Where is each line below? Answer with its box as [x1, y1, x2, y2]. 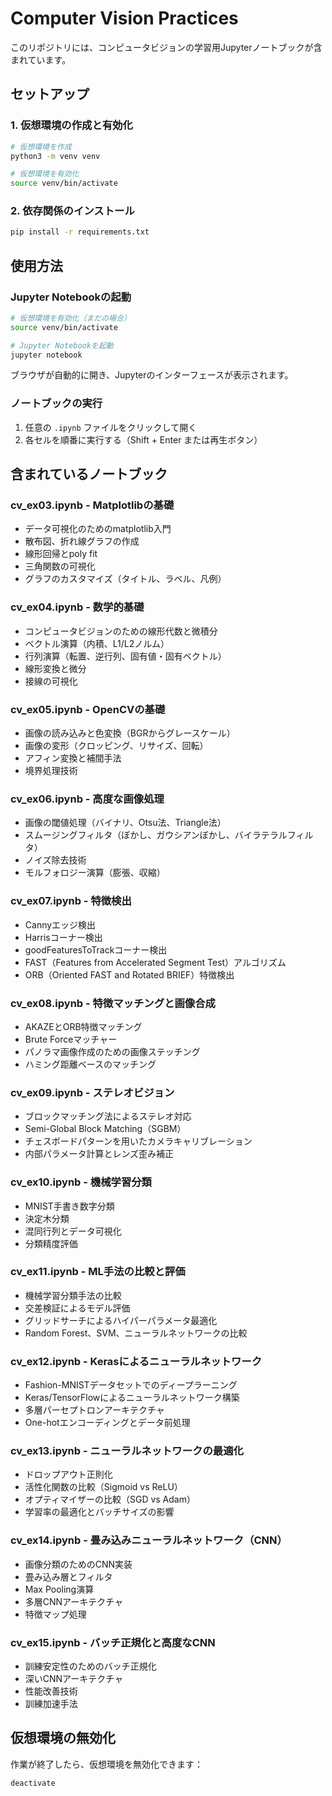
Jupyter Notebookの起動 [10, 290, 132, 304]
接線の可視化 [24, 675, 78, 687]
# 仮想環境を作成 [10, 142, 72, 152]
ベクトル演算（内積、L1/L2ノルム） [24, 637, 170, 649]
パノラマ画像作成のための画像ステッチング [24, 1045, 201, 1057]
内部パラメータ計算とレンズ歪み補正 [24, 1148, 175, 1160]
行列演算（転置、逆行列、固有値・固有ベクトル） [24, 650, 227, 662]
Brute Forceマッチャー [24, 1033, 118, 1045]
